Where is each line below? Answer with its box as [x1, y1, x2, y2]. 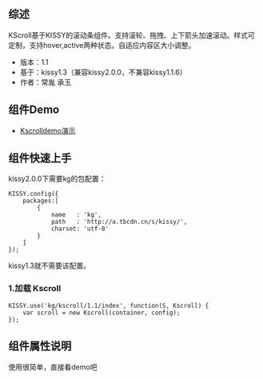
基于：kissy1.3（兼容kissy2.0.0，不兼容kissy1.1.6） [19, 67, 187, 77]
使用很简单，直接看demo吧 [8, 362, 98, 372]
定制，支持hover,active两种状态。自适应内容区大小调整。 [8, 40, 196, 50]
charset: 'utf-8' [50, 225, 110, 233]
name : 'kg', [50, 211, 102, 219]
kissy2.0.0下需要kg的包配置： [8, 174, 106, 184]
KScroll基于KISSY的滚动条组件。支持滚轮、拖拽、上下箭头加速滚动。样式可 [8, 30, 256, 40]
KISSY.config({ [8, 190, 59, 198]
